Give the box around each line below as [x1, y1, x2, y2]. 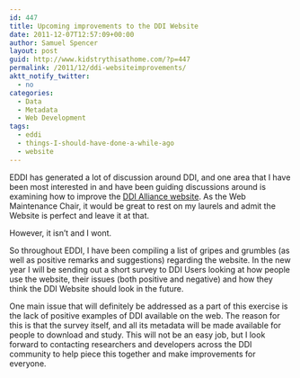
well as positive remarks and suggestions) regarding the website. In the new [9, 254, 291, 265]
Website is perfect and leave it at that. [9, 210, 150, 220]
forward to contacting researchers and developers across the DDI [9, 338, 252, 349]
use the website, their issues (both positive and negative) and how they [9, 274, 274, 284]
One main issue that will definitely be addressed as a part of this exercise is [9, 301, 289, 311]
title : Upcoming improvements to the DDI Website [9, 22, 199, 31]
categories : [9, 88, 54, 97]
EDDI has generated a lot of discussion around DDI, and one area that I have [9, 172, 291, 183]
